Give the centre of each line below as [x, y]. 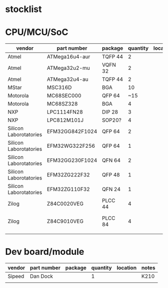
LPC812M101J [65, 120]
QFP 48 [111, 175]
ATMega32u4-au [67, 79]
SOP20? [111, 120]
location [126, 268]
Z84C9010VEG [65, 221]
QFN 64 [111, 160]
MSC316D [59, 87]
